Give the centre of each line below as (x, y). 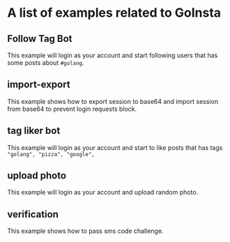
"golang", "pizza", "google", (51, 154)
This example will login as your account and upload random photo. (103, 192)
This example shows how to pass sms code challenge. (85, 231)
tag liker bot (34, 131)
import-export (39, 85)
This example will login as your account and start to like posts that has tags (115, 147)
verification (33, 214)
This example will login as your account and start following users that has (113, 55)
